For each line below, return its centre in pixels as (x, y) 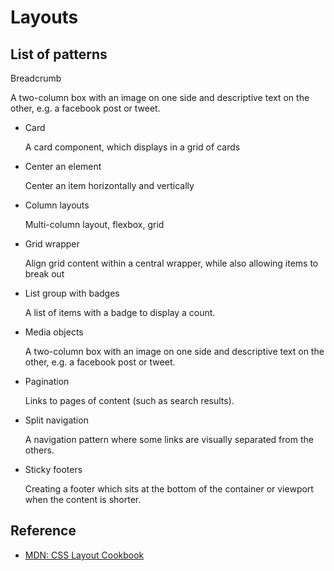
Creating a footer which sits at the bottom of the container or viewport (169, 489)
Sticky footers (53, 469)
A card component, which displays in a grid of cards (132, 147)
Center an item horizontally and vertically (109, 185)
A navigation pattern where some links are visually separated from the (169, 439)
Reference (43, 531)
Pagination (47, 381)
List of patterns (59, 54)
